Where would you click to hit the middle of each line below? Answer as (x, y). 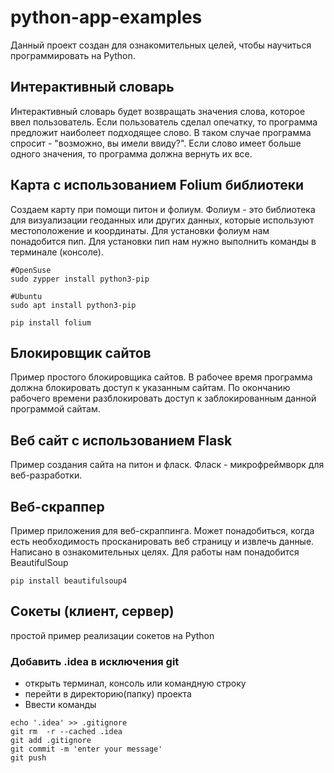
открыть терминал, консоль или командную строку (135, 683)
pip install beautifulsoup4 (69, 581)
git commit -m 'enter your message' (86, 749)
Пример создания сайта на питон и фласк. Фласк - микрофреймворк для (167, 465)
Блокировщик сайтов (81, 352)
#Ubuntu (26, 296)
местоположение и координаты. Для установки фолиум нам (140, 230)
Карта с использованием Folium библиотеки (157, 185)
